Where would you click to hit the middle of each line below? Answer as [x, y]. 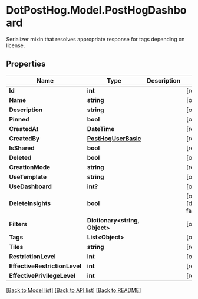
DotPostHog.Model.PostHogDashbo [96, 10]
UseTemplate [28, 176]
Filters [18, 224]
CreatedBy [24, 138]
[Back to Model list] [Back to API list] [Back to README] [74, 290]
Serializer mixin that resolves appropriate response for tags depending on [95, 39]
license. [16, 45]
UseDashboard [30, 186]
